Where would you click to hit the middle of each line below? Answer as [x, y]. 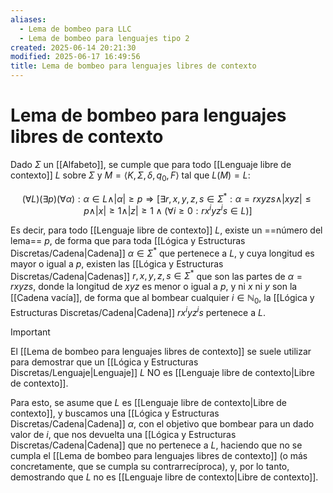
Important [30, 332]
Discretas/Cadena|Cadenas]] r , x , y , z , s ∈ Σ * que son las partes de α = [156, 275]
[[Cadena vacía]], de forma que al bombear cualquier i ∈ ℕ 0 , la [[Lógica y [162, 299]
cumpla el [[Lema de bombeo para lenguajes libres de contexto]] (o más [159, 455]
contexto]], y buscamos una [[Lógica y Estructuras [115, 413]
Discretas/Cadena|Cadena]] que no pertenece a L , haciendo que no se [156, 445]
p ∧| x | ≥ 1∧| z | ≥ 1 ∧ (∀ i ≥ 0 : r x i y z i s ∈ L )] [168, 210]
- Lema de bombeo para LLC [75, 29]
